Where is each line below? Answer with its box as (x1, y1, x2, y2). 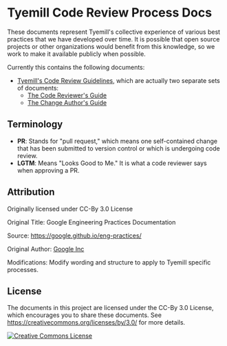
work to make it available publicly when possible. (7, 50, 146, 58)
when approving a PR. (17, 166, 80, 174)
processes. (7, 265, 39, 273)
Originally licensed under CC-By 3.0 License (7, 204, 133, 213)
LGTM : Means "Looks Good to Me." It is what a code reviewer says (17, 159, 208, 167)
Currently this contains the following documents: (7, 63, 145, 71)
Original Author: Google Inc (7, 244, 85, 253)
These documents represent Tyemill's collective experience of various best (7, 28, 221, 36)
